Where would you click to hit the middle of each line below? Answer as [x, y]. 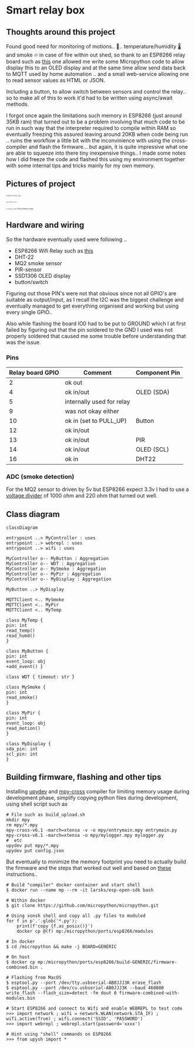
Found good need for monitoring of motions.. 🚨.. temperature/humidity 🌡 [94, 46]
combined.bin [22, 967]
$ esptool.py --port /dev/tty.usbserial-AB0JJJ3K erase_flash [84, 983]
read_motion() [23, 729]
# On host [18, 957]
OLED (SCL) [152, 449]
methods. [18, 104]
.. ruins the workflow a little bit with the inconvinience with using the [88, 141]
